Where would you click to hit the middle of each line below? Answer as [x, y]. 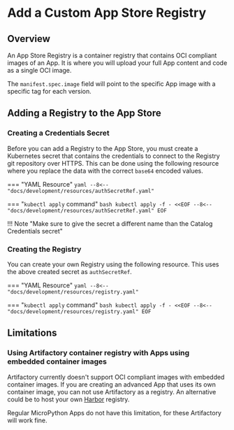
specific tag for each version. [50, 91]
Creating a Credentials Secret [58, 133]
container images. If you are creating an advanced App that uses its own [112, 384]
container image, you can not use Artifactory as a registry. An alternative [112, 392]
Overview [29, 39]
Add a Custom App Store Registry [107, 13]
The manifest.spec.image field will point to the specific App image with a [111, 84]
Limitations [32, 333]
